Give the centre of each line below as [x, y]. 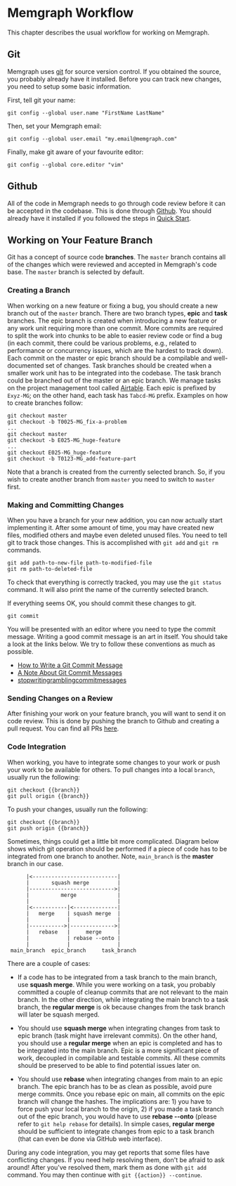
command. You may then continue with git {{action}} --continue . [105, 1175]
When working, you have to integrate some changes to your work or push [114, 762]
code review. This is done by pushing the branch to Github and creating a [113, 721]
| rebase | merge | [73, 932]
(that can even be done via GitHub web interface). [90, 1139]
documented [26, 365]
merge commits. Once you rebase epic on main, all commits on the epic [121, 1094]
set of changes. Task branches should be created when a [129, 365]
